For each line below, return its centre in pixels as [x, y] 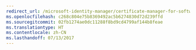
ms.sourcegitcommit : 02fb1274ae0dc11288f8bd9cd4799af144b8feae [85, 22]
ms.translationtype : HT [35, 27]
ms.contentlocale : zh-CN [36, 33]
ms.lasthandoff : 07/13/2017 [40, 38]
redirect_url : [23, 11]
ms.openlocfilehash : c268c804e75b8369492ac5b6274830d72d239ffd [85, 17]
